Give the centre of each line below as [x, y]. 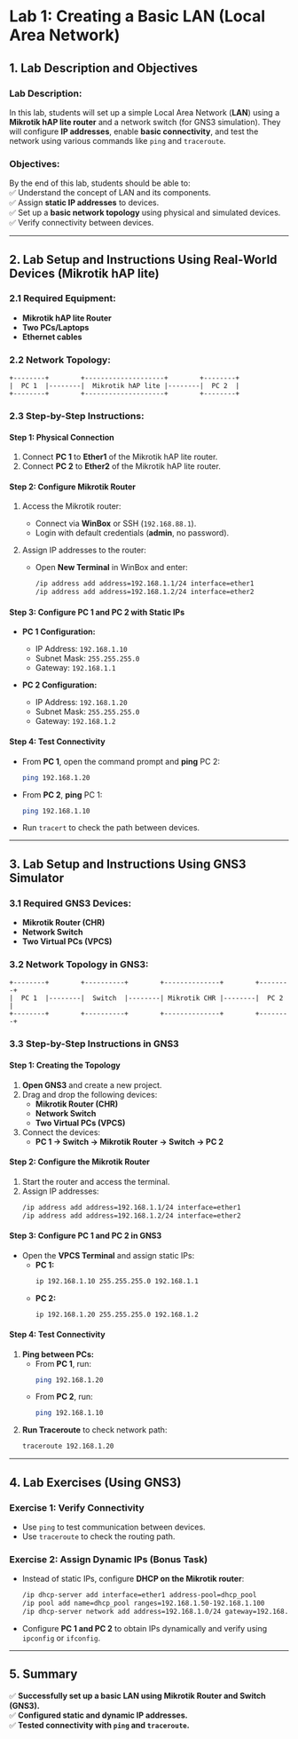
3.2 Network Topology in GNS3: [79, 964]
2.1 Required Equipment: [63, 298]
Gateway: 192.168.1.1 [75, 668]
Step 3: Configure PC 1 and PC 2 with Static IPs [97, 612]
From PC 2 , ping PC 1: [62, 794]
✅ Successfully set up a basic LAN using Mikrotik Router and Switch [137, 1695]
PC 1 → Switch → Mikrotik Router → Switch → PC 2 [129, 1141]
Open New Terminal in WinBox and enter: [111, 568]
